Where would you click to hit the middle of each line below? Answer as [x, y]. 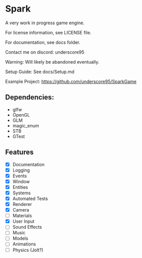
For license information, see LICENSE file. [48, 32]
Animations [24, 244]
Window [21, 181]
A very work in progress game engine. [45, 23]
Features [19, 152]
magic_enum [26, 125]
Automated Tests [30, 198]
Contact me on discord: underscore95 [45, 52]
